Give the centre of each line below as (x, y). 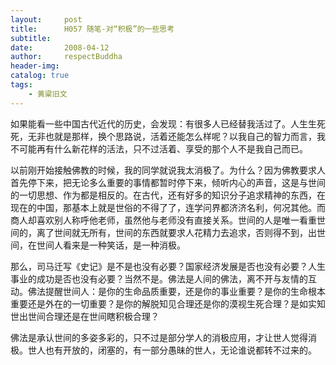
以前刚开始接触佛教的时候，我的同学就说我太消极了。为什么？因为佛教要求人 (168, 170)
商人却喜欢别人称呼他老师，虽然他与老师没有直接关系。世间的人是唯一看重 (163, 220)
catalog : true (40, 76)
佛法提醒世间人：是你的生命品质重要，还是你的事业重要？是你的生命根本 (176, 291)
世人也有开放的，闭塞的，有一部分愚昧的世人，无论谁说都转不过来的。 (172, 350)
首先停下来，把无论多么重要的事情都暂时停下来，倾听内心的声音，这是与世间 (168, 182)
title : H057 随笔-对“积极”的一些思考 (92, 29)
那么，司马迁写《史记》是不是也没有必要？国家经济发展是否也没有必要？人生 (168, 266)
